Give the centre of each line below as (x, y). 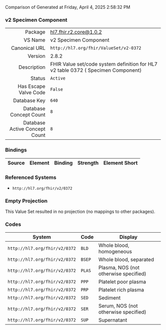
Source (16, 163)
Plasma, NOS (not (119, 268)
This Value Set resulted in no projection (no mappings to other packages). (80, 211)
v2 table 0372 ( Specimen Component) (96, 70)
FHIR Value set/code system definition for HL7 (104, 64)
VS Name (34, 40)
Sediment (110, 298)
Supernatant (113, 320)
